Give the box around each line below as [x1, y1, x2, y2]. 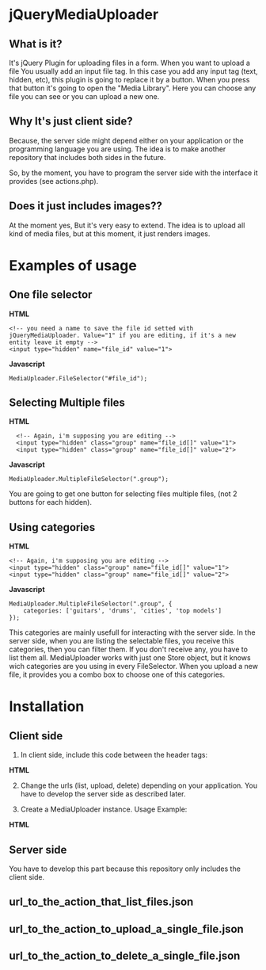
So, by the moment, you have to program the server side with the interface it [9, 168, 258, 178]
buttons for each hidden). [9, 498, 93, 507]
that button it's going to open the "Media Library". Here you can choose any [9, 83, 256, 93]
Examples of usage [9, 256, 137, 274]
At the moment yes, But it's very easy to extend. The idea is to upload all [9, 220, 245, 230]
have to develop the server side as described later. [20, 789, 186, 799]
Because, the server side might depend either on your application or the [9, 136, 244, 145]
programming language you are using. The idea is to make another [9, 144, 226, 154]
